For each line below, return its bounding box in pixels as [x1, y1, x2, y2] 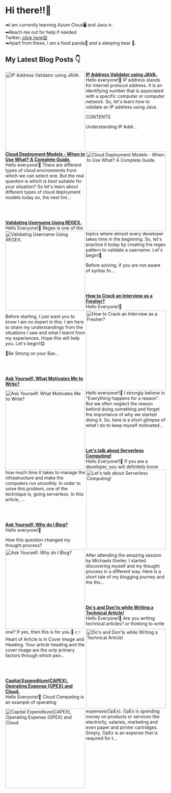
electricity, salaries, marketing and [85, 719, 158, 725]
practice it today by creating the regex [85, 241, 166, 248]
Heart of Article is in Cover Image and [5, 636, 84, 642]
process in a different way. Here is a [85, 568, 161, 575]
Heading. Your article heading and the [5, 641, 85, 647]
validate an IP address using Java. [85, 104, 158, 110]
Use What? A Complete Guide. [5, 156, 71, 162]
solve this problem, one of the [5, 485, 68, 491]
